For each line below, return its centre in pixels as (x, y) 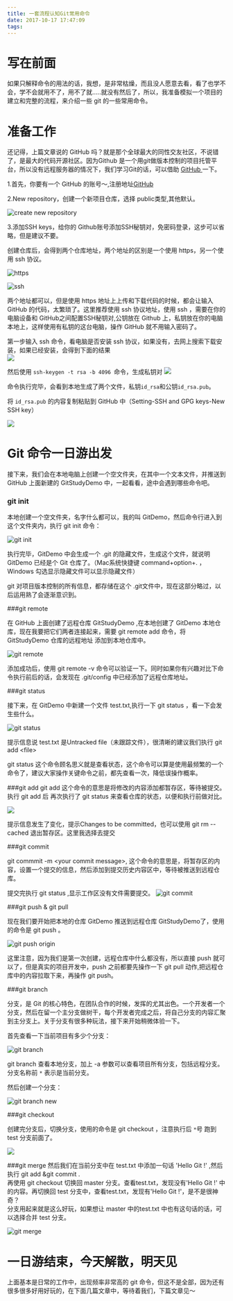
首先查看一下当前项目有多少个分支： (59, 1036)
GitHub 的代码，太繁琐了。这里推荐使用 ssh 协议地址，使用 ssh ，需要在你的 (116, 309)
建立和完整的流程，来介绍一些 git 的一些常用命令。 (79, 101)
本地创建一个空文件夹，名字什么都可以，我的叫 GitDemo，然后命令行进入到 (115, 517)
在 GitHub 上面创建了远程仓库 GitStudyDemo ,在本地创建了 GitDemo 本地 (111, 623)
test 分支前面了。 (32, 1138)
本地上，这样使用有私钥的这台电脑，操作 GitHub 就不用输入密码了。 (104, 327)
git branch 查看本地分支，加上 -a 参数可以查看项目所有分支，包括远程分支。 (115, 1064)
